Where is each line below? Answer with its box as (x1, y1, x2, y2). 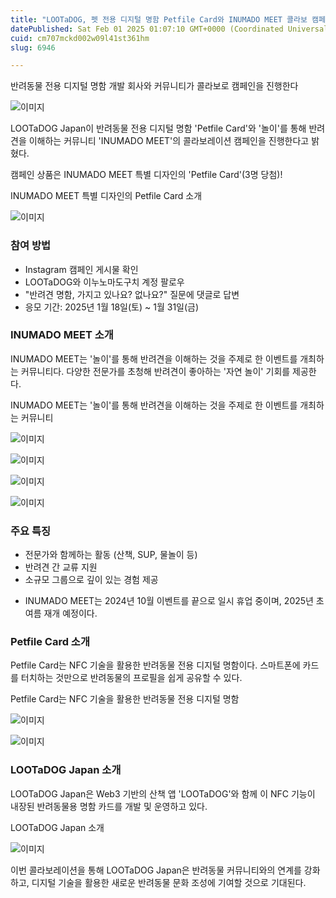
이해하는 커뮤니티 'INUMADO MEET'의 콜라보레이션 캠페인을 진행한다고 (28, 135, 310, 147)
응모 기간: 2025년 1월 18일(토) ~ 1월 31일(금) (24, 301, 200, 313)
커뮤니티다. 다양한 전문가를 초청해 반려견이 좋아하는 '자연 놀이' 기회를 (20, 365, 291, 377)
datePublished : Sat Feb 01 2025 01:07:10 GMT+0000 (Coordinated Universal (10, 24, 329, 34)
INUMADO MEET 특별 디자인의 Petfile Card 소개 (10, 190, 203, 202)
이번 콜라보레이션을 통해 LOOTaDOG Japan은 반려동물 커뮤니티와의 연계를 (10, 864, 302, 876)
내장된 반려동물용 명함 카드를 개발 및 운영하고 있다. (10, 800, 208, 812)
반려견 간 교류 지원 (24, 561, 98, 573)
